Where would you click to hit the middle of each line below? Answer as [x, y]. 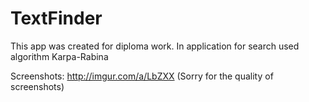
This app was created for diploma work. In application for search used [155, 46]
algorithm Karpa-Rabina [59, 56]
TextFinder [56, 18]
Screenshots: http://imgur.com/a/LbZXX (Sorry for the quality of [142, 76]
